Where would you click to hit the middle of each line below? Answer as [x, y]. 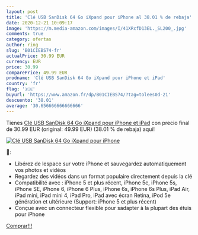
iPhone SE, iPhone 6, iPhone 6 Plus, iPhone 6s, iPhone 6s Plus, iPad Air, [102, 189]
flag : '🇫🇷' [21, 89]
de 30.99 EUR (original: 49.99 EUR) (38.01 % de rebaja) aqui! [81, 129]
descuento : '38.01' [30, 100]
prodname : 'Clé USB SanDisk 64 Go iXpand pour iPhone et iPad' [86, 78]
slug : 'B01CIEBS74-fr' [34, 51]
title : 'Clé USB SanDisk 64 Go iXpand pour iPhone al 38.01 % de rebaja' [99, 17]
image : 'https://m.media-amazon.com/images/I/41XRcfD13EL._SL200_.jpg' [96, 28]
